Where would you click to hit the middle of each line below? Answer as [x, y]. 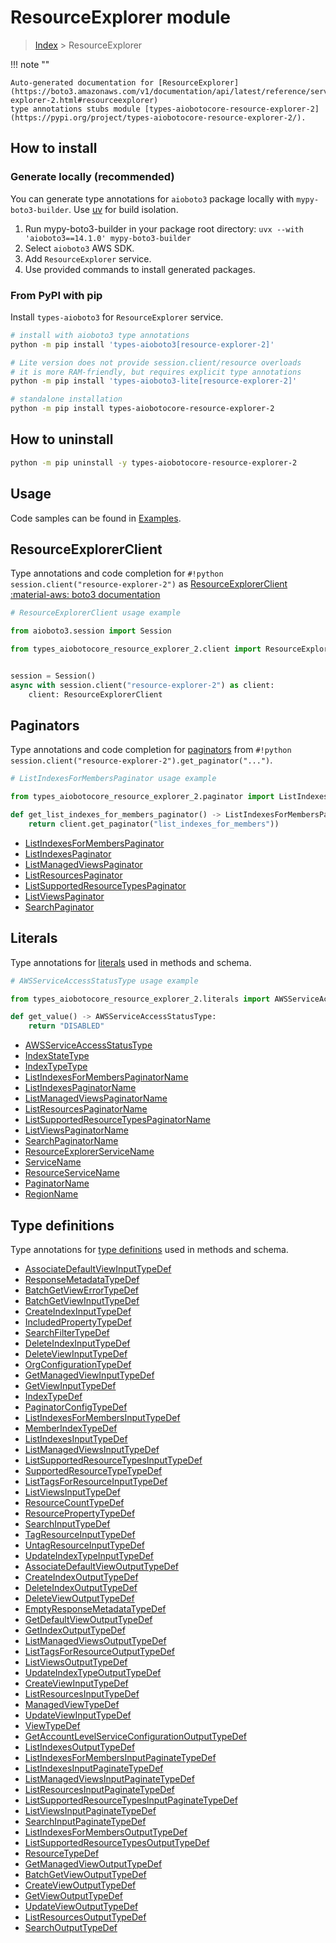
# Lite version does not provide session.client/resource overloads [156, 362]
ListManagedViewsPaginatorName [96, 1098]
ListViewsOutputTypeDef [76, 1662]
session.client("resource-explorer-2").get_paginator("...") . [141, 760]
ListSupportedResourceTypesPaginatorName [117, 1120]
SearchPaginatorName [71, 1141]
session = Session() [53, 676]
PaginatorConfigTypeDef [76, 1407]
